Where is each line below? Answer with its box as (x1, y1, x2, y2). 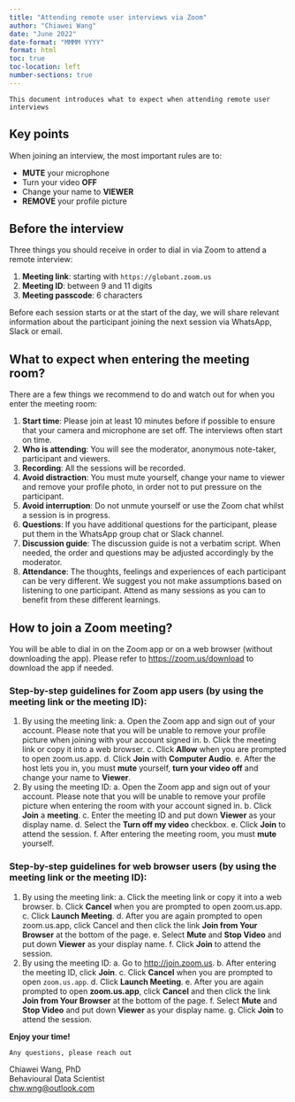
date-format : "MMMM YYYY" (9, 37, 104, 47)
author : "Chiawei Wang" (9, 21, 97, 30)
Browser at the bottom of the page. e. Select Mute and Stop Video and (21, 929, 282, 940)
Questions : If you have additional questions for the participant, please (21, 519, 277, 530)
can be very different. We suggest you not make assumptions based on (21, 576, 283, 586)
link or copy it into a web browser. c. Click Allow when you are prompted (21, 744, 287, 755)
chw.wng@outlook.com (9, 1083, 95, 1093)
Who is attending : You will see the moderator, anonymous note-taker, (21, 444, 276, 454)
